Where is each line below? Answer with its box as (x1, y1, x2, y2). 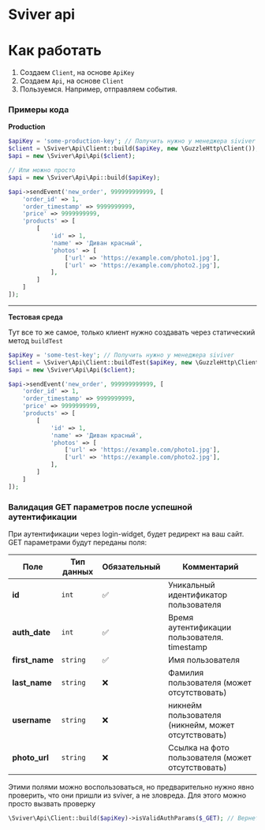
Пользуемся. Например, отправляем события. (19, 84, 177, 94)
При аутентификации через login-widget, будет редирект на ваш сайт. (8, 529, 244, 538)
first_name (12, 654, 54, 665)
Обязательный (102, 561, 161, 572)
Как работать (8, 42, 102, 60)
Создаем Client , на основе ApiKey (19, 68, 135, 77)
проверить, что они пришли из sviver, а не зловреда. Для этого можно (8, 791, 247, 800)
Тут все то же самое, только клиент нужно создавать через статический (8, 327, 256, 337)
